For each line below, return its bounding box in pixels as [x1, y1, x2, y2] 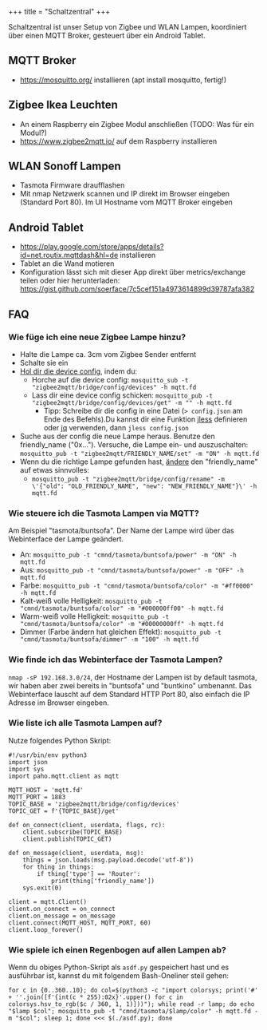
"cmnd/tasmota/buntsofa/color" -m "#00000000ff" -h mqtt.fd [19, 620, 224, 628]
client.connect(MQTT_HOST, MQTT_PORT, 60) [8, 918, 151, 927]
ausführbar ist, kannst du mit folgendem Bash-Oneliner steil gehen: [8, 971, 230, 980]
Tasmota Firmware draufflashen [19, 180, 125, 190]
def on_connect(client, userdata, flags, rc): [8, 821, 166, 829]
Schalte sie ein [19, 358, 69, 367]
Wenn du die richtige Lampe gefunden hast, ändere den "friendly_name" [19, 457, 258, 466]
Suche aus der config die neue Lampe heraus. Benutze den [19, 431, 215, 441]
